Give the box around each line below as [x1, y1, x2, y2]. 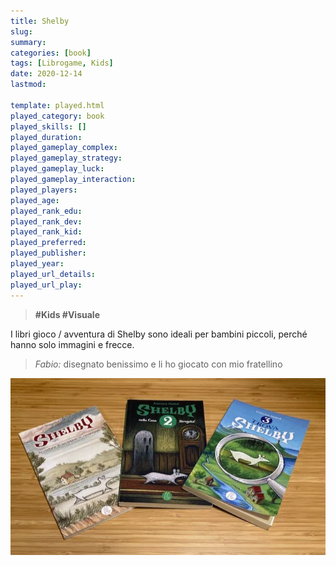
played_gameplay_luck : [10, 164, 105, 174]
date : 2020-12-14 [10, 69, 83, 79]
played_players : [10, 185, 78, 195]
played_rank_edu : [10, 206, 83, 216]
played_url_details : [10, 269, 97, 279]
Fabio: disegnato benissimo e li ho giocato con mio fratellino [34, 358, 283, 370]
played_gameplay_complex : [10, 143, 118, 153]
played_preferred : [10, 238, 87, 248]
